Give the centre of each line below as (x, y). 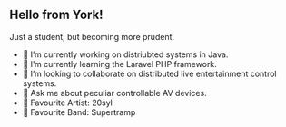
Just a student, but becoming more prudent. (92, 36)
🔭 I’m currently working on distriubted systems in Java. (125, 54)
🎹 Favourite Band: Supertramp (79, 112)
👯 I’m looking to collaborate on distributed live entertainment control (149, 73)
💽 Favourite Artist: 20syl (68, 103)
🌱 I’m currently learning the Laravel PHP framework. (120, 63)
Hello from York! (56, 15)
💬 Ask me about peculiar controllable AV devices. (114, 93)
